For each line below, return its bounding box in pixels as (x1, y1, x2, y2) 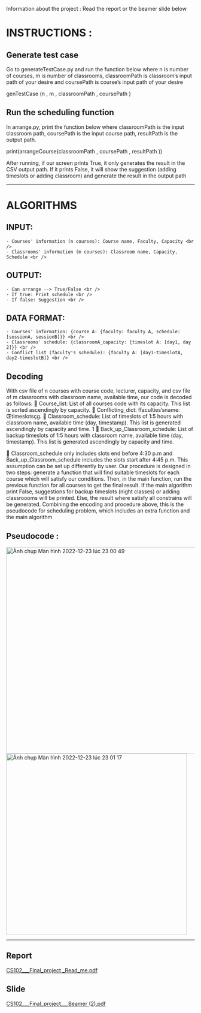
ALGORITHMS (6, 199, 77, 212)
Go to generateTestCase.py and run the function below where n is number (6, 66, 189, 73)
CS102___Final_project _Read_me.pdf (6, 966, 98, 973)
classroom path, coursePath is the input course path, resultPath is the (6, 129, 178, 137)
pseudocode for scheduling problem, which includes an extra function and (6, 507, 190, 514)
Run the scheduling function (6, 107, 115, 117)
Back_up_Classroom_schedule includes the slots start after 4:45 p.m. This (6, 456, 188, 463)
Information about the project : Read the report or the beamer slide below (6, 5, 187, 12)
